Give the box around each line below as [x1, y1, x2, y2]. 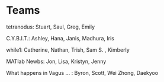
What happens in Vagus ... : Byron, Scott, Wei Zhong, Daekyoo [6, 69, 159, 76]
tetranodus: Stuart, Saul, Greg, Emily [6, 23, 95, 30]
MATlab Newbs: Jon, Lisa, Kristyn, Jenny [6, 58, 107, 65]
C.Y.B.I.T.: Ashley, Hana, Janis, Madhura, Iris [6, 34, 114, 42]
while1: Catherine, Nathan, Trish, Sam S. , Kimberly [6, 46, 130, 53]
